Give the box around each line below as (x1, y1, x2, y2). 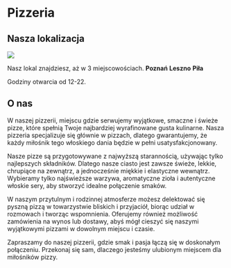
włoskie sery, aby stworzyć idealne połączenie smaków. (7, 181, 167, 189)
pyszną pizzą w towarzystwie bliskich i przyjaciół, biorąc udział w (7, 202, 195, 210)
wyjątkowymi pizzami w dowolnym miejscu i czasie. (7, 224, 155, 232)
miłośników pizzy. (7, 253, 58, 261)
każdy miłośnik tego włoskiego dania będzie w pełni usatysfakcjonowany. (7, 138, 218, 147)
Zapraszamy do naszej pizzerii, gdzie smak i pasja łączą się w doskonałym (7, 238, 221, 246)
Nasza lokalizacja (7, 33, 85, 45)
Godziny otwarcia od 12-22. (7, 78, 87, 86)
